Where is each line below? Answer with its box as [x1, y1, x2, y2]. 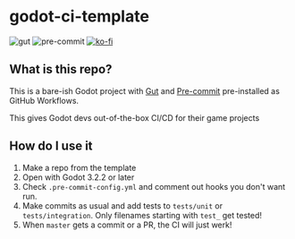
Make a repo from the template [21, 162, 137, 173]
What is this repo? [9, 62, 113, 77]
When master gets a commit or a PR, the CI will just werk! [21, 219, 232, 230]
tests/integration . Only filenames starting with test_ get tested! [21, 209, 262, 220]
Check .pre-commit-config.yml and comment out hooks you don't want [21, 181, 286, 192]
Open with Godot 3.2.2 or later [21, 172, 135, 183]
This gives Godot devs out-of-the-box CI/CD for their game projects [9, 112, 260, 123]
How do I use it [9, 139, 93, 154]
